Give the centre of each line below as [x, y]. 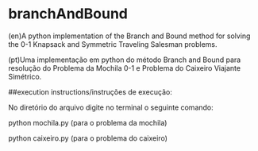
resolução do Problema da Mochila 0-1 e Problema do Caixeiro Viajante [124, 68]
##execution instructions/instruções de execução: [90, 91]
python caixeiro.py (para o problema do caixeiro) [88, 138]
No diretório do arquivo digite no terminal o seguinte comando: [111, 107]
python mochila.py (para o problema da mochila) [88, 122]
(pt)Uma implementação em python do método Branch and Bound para [125, 60]
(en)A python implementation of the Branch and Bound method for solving [129, 36]
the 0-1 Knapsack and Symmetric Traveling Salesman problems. [113, 44]
